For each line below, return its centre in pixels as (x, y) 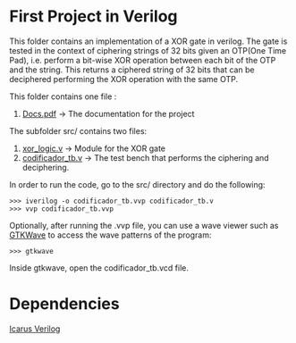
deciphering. (46, 167)
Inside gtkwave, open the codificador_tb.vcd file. (99, 268)
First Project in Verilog (93, 17)
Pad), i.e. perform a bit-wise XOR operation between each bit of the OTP (143, 60)
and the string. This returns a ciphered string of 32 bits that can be (132, 70)
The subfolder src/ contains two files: (78, 130)
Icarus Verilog (35, 329)
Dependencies (64, 304)
